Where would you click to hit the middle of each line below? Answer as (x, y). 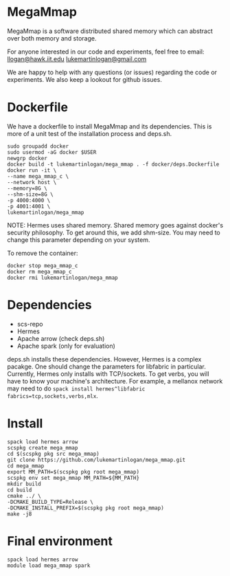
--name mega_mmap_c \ (38, 176)
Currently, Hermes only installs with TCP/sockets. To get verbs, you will (108, 374)
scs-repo (30, 324)
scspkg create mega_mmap (43, 447)
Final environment (60, 541)
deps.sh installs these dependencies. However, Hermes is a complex (104, 359)
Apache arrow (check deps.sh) (61, 338)
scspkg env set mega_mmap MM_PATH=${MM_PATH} (73, 478)
